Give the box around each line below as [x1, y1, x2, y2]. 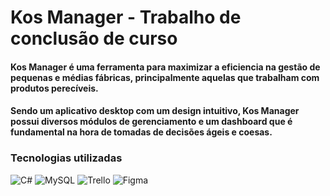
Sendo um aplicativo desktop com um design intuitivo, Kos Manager [10, 105, 300, 117]
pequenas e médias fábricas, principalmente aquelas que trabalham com [10, 71, 320, 83]
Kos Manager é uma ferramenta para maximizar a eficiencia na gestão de [10, 61, 321, 73]
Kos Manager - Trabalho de [10, 6, 242, 29]
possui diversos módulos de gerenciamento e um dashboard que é [10, 116, 293, 128]
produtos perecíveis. [10, 82, 99, 94]
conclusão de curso [10, 27, 178, 50]
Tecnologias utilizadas [10, 151, 123, 165]
